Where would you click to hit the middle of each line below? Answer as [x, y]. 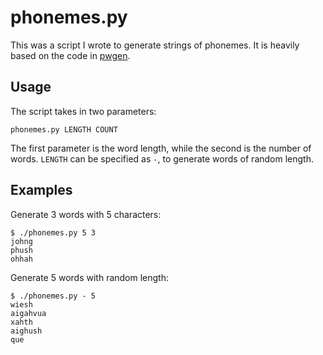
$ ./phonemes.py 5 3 [53, 232]
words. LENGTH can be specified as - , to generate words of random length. [162, 158]
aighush [26, 331]
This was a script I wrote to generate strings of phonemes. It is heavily [155, 45]
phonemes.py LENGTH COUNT [64, 129]
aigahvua [28, 313]
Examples [41, 190]
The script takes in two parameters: [83, 111]
